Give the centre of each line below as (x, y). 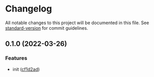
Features (16, 58)
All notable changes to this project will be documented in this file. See (77, 23)
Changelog (29, 9)
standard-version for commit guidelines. (47, 28)
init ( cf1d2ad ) (26, 69)
